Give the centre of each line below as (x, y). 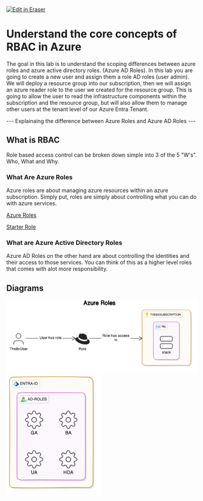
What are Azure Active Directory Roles (64, 243)
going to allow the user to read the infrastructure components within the (96, 96)
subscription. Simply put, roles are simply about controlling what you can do (101, 197)
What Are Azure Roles (40, 177)
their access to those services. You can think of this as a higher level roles (99, 263)
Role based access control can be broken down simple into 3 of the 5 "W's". (102, 155)
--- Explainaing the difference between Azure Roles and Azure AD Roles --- (101, 121)
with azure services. (32, 204)
